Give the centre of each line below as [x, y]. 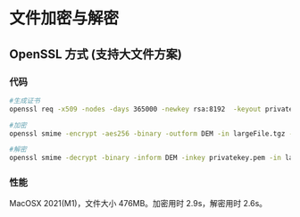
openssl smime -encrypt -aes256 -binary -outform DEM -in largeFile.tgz [147, 134]
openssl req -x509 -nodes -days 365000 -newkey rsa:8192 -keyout [135, 109]
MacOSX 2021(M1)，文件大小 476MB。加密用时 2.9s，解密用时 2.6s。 [138, 204]
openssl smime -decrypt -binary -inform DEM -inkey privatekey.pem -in [145, 158]
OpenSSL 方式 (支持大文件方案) [96, 54]
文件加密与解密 [64, 18]
